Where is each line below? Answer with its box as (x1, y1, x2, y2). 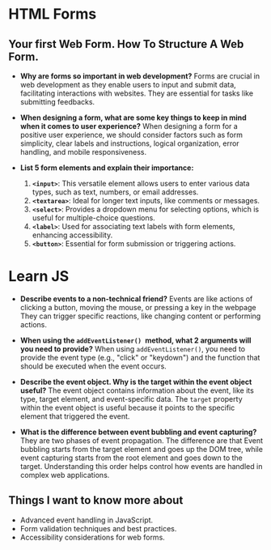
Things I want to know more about (8, 493, 184, 507)
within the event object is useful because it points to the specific (19, 403, 235, 412)
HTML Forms (8, 5, 97, 23)
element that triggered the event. (19, 411, 130, 421)
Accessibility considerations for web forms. (19, 532, 166, 542)
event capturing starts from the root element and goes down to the (19, 453, 243, 463)
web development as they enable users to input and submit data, (19, 80, 236, 89)
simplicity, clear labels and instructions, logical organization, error (19, 139, 240, 148)
